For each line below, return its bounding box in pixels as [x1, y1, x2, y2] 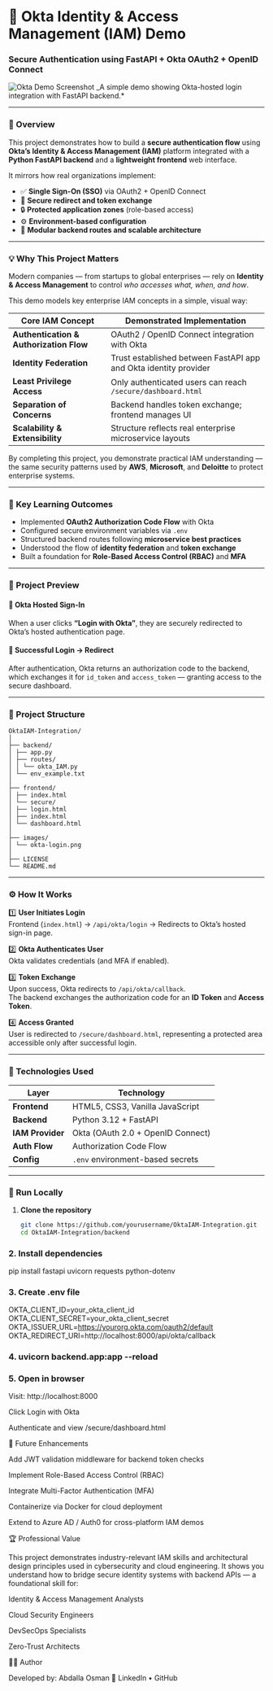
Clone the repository [19, 1204, 92, 1215]
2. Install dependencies [8, 1247, 103, 1259]
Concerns [12, 409, 52, 421]
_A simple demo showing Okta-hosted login [96, 82, 242, 92]
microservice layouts [110, 433, 191, 444]
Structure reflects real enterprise [110, 422, 236, 434]
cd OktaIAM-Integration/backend [19, 1228, 130, 1236]
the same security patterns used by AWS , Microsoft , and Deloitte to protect [8, 462, 264, 472]
